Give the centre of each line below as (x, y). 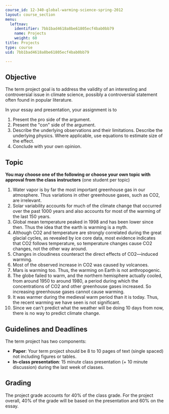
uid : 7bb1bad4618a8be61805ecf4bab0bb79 (47, 52)
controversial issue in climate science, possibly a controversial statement (81, 95)
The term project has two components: (46, 341)
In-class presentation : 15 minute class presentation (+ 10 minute (80, 361)
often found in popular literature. (39, 100)
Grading (18, 383)
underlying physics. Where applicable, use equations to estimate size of (88, 136)
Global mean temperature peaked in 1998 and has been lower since (83, 222)
